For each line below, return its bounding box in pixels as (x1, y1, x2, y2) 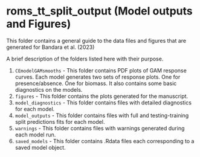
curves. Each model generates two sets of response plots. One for (15, 73, 181, 80)
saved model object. (15, 144, 66, 151)
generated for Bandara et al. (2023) (6, 43, 95, 51)
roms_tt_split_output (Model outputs (6, 4, 193, 18)
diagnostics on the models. (15, 86, 83, 93)
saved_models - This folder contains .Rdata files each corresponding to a (15, 137, 195, 144)
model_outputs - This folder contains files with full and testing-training (15, 112, 189, 119)
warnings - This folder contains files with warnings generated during (15, 124, 185, 132)
